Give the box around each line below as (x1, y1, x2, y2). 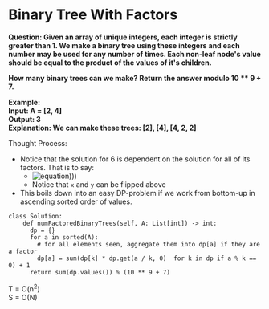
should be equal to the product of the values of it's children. (8, 58, 212, 67)
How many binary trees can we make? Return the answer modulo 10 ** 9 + (8, 73, 262, 83)
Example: (8, 97, 41, 107)
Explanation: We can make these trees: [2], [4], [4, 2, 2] (8, 123, 197, 132)
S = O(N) (8, 292, 38, 302)
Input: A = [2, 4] (8, 106, 63, 116)
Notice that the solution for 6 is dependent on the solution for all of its (19, 154, 251, 164)
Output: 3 (8, 114, 42, 124)
